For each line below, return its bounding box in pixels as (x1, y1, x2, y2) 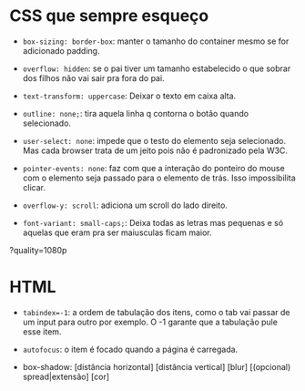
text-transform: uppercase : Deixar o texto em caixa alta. (22, 90, 237, 101)
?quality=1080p (9, 244, 67, 255)
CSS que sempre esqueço (9, 5, 209, 26)
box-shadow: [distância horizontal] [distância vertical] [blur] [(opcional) (22, 361, 291, 372)
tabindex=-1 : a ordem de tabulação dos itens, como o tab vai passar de (22, 306, 290, 317)
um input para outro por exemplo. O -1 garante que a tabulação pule (22, 316, 278, 327)
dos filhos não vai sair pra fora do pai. (22, 72, 166, 83)
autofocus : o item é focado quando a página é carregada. (22, 344, 239, 355)
